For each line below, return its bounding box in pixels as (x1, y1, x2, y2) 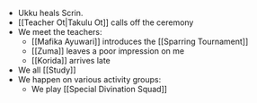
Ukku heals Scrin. (17, 8, 84, 18)
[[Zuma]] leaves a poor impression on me (31, 46, 185, 56)
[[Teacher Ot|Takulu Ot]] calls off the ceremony (17, 17, 194, 28)
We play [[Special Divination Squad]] (31, 84, 168, 94)
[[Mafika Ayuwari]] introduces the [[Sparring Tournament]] (31, 36, 249, 47)
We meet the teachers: (17, 27, 102, 37)
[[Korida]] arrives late (31, 56, 111, 65)
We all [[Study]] (17, 64, 76, 75)
